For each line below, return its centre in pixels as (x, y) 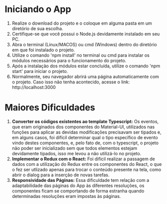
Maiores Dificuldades (50, 108)
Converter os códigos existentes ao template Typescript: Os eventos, (85, 121)
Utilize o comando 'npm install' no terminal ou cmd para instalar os (80, 55)
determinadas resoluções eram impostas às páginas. (66, 196)
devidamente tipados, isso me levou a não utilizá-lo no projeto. (76, 153)
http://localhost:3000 (34, 87)
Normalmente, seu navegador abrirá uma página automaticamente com (85, 76)
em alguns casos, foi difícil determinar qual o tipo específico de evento (85, 137)
